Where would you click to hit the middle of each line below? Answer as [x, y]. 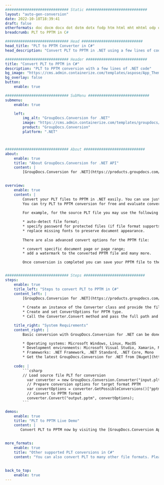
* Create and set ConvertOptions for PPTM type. [73, 312]
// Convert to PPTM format [54, 394]
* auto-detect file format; [51, 222]
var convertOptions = [49, 389]
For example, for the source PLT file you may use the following [91, 213]
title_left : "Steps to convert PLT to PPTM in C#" [66, 289]
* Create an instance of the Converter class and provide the [87, 307]
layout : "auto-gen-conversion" [37, 14]
